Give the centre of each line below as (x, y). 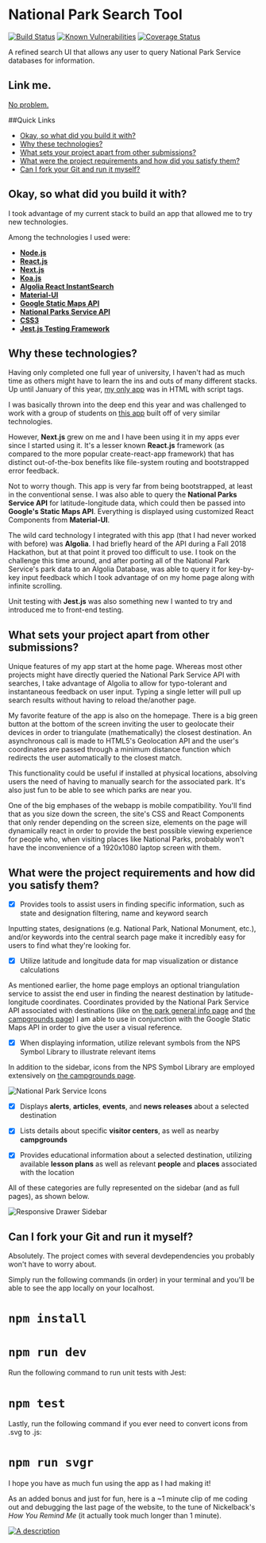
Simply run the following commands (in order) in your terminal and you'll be (131, 1280)
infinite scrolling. (35, 586)
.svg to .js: (25, 1433)
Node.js (33, 253)
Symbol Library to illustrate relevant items (88, 1052)
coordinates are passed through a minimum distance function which (120, 749)
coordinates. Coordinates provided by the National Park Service (145, 1002)
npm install (48, 1319)
